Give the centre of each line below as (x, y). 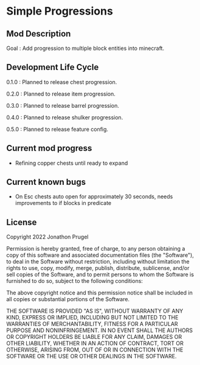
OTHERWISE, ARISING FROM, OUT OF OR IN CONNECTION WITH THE (95, 350)
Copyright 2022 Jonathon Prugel (47, 237)
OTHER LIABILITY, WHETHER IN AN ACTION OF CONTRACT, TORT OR (95, 343)
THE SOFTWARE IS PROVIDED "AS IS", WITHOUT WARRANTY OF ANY (95, 311)
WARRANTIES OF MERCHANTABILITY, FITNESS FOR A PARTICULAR (92, 324)
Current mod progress (49, 148)
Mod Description (39, 34)
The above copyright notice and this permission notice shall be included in (99, 293)
